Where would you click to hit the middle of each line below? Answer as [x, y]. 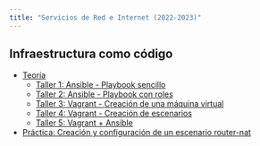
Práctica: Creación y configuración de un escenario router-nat [137, 133]
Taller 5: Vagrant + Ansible [84, 123]
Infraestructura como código [91, 54]
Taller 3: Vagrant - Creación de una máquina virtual [130, 104]
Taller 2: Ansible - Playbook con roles [105, 94]
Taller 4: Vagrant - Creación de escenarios [113, 114]
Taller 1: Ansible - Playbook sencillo [101, 85]
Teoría [34, 75]
